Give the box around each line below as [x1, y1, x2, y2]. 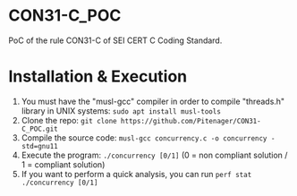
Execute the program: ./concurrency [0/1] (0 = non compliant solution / [21, 149, 288, 160]
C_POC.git [21, 124, 59, 133]
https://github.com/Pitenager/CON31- [120, 116, 261, 125]
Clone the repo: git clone [21, 115, 117, 125]
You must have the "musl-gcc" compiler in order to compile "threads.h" [21, 96, 285, 107]
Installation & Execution [8, 66, 188, 87]
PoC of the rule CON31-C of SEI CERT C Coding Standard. [8, 35, 223, 46]
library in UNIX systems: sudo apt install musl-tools [21, 105, 221, 116]
